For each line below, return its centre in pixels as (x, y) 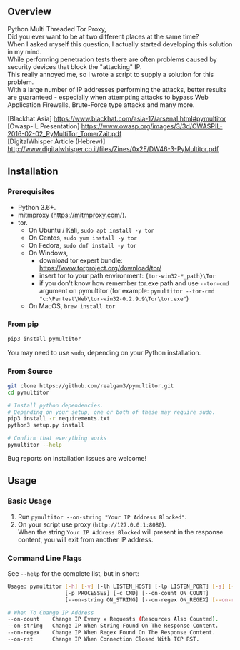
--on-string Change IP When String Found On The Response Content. (113, 626)
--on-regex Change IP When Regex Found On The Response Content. (111, 633)
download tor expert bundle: (81, 260)
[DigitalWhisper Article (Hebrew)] (56, 141)
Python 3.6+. (37, 207)
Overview (30, 12)
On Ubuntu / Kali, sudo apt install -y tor (91, 230)
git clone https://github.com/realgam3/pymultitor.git (91, 386)
